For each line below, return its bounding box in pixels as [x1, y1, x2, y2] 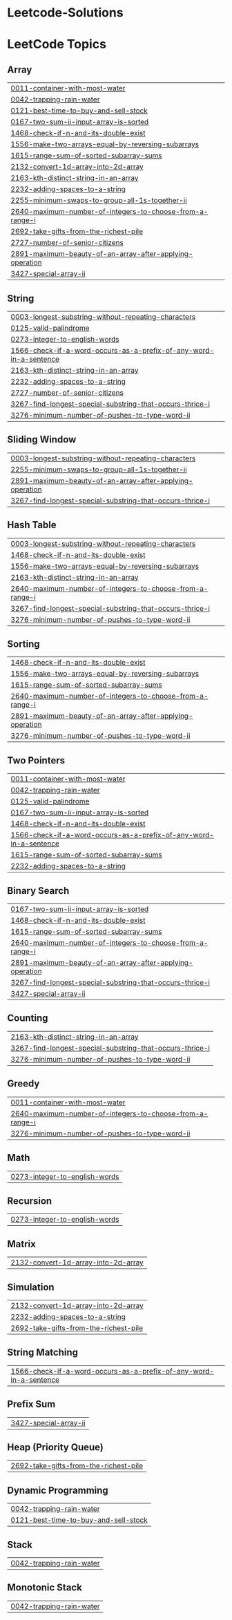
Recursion [7, 1195, 52, 1207]
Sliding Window [7, 433, 77, 446]
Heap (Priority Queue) [7, 1441, 104, 1453]
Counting [7, 1013, 48, 1024]
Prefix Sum [7, 1398, 56, 1410]
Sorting [7, 638, 40, 650]
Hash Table [7, 519, 57, 531]
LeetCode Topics [7, 37, 107, 52]
